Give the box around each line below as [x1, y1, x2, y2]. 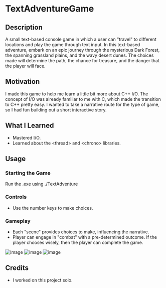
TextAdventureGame [5, 3, 94, 15]
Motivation [5, 77, 40, 86]
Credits [5, 264, 29, 272]
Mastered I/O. [12, 134, 41, 140]
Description [5, 23, 43, 32]
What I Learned [5, 121, 54, 130]
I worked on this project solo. [12, 277, 73, 283]
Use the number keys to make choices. [12, 205, 93, 211]
